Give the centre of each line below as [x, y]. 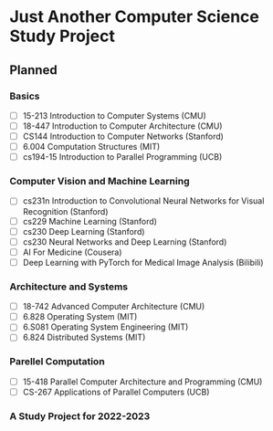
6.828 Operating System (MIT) [80, 317]
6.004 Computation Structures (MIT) [91, 147]
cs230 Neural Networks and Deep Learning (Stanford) [125, 242]
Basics [25, 96]
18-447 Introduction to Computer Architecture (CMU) [122, 126]
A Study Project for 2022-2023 [80, 415]
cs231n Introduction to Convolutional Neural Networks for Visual [143, 201]
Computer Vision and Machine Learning [100, 182]
